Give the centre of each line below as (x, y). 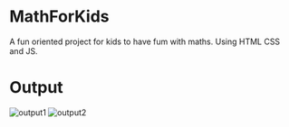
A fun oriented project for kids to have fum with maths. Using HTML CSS (145, 41)
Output (36, 88)
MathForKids (59, 17)
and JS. (24, 50)
